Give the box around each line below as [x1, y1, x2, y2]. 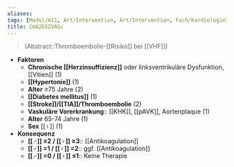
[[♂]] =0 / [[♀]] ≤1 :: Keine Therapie [27, 152, 127, 160]
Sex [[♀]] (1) [27, 122, 63, 131]
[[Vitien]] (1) [27, 70, 63, 79]
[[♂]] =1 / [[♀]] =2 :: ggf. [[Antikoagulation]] [27, 144, 150, 153]
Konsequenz [17, 129, 56, 138]
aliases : [7, 10, 33, 17]
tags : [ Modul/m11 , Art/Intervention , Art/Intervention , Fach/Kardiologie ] [7, 17, 229, 24]
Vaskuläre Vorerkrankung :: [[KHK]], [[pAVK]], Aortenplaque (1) [27, 107, 210, 116]
